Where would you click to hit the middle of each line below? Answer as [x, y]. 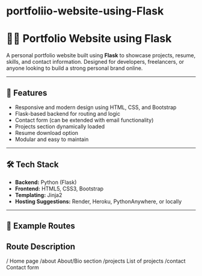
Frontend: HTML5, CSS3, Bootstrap [59, 189]
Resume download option [47, 133]
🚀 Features [27, 93]
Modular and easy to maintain [52, 139]
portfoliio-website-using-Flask [85, 11]
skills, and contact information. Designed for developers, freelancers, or [95, 62]
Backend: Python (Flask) [46, 182]
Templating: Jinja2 [38, 195]
